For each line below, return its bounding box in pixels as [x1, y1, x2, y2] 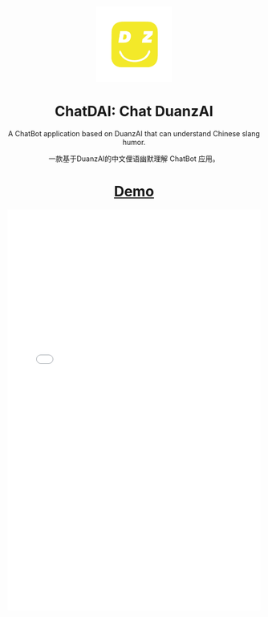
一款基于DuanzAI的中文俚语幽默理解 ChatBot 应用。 [48, 154, 220, 163]
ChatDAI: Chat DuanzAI [55, 103, 213, 121]
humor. [122, 137, 146, 147]
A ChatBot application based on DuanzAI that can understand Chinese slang [8, 128, 260, 138]
